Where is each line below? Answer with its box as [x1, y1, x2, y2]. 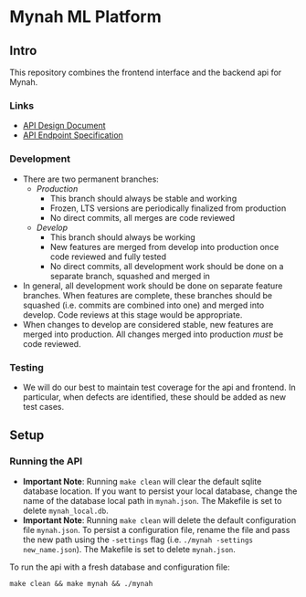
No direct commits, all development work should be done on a [49, 260, 284, 271]
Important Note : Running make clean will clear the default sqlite [22, 476, 262, 487]
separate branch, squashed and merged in [49, 270, 210, 281]
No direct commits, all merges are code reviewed [49, 212, 236, 223]
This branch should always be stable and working [49, 193, 237, 204]
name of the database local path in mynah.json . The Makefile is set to [22, 495, 282, 506]
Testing [9, 361, 44, 373]
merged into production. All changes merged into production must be [22, 329, 284, 340]
